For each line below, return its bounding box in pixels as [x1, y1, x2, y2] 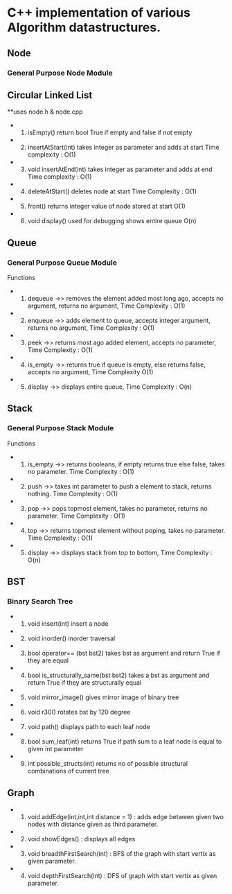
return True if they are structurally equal [27, 678, 142, 687]
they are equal [27, 656, 69, 665]
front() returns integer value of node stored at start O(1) [27, 202, 186, 211]
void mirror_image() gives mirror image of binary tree [27, 693, 179, 701]
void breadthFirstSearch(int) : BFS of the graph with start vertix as [27, 850, 216, 858]
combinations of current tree [27, 767, 109, 775]
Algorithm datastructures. [7, 19, 161, 35]
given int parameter [27, 745, 84, 753]
